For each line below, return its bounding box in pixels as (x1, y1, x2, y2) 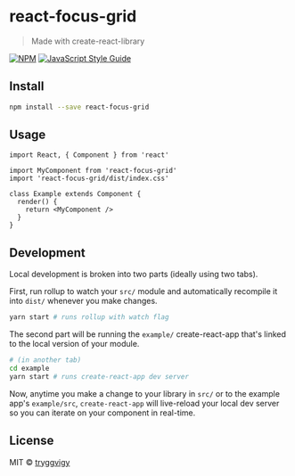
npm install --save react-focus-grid (9, 103, 150, 111)
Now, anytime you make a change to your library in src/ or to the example (9, 388, 281, 398)
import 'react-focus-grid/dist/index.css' (9, 174, 169, 184)
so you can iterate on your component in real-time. (9, 407, 196, 418)
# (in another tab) (9, 356, 82, 365)
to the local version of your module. (9, 339, 140, 349)
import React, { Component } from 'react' (9, 151, 169, 160)
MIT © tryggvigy (9, 456, 70, 467)
